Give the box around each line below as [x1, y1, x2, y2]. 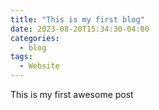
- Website [19, 61, 60, 71]
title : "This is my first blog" [10, 14, 145, 25]
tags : [10, 52, 33, 62]
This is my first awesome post [10, 89, 134, 100]
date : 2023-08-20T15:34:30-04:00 [10, 24, 150, 34]
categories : [10, 33, 60, 43]
